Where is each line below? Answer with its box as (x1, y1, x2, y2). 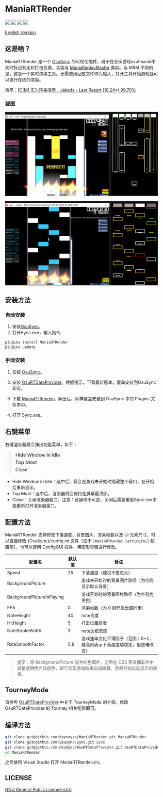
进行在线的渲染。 (9, 77, 44, 82)
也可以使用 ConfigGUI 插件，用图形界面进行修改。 (19, 544, 120, 550)
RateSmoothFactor (7, 641, 45, 647)
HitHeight (7, 620, 26, 626)
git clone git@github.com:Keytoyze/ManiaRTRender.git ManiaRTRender (5, 734, 147, 739)
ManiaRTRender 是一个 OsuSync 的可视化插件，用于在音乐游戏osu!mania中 (5, 58, 156, 64)
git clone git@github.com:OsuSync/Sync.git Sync (5, 740, 105, 745)
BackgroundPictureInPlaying (7, 594, 64, 600)
